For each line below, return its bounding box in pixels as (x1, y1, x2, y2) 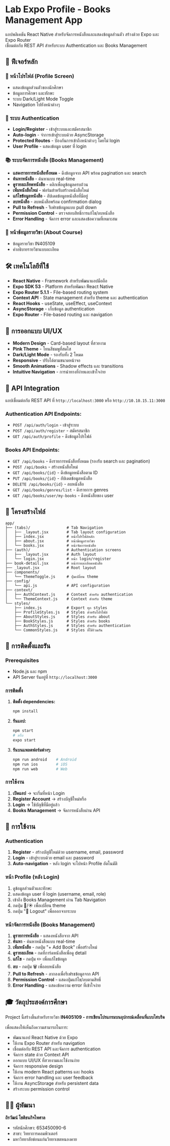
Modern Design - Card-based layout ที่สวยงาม (12, 340, 106, 347)
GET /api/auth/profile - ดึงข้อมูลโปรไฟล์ (12, 434, 92, 440)
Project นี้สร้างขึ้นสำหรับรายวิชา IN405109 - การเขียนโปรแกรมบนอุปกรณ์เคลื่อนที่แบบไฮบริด (5, 1014, 165, 1020)
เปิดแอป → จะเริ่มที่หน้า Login (12, 790, 65, 796)
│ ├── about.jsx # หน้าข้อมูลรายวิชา (5, 538, 95, 544)
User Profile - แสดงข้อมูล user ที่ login (12, 143, 87, 149)
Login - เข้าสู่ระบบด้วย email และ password (12, 855, 94, 861)
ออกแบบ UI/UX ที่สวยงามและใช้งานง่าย (12, 1057, 80, 1063)
